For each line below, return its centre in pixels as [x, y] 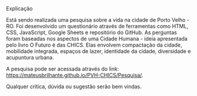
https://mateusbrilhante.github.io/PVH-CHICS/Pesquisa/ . [75, 75]
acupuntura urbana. [30, 57]
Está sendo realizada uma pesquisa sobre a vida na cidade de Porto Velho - [98, 20]
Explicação [19, 9]
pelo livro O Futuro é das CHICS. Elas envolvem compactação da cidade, [94, 45]
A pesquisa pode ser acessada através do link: [63, 69]
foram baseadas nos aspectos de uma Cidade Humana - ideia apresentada [97, 39]
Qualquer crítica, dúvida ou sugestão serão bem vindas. [74, 87]
